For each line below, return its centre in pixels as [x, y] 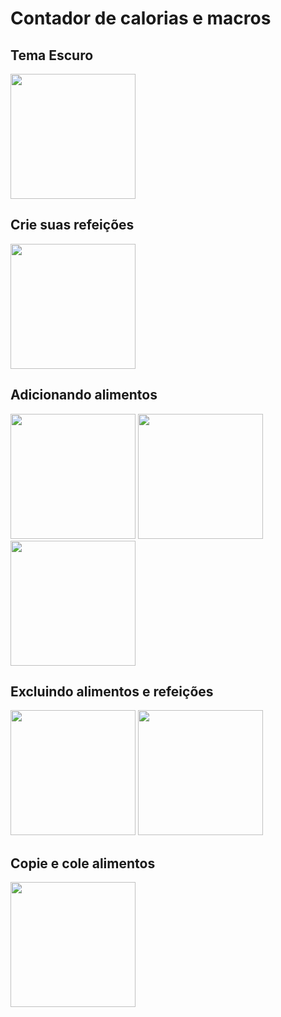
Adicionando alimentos [84, 395]
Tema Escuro [52, 55]
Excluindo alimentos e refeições [112, 692]
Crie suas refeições [72, 225]
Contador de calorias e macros [141, 18]
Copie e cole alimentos [83, 863]
